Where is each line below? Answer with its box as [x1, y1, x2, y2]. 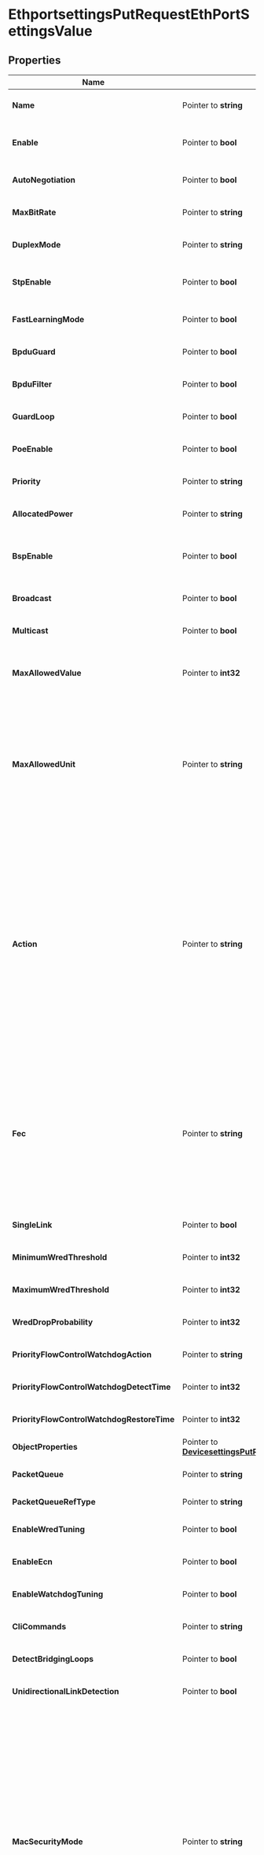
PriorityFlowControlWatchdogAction [12, 1349, 152, 1360]
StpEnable [12, 277, 52, 288]
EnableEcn [12, 1556, 53, 1567]
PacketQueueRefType [12, 1497, 96, 1507]
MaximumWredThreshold [12, 1285, 110, 1295]
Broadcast [12, 593, 52, 603]
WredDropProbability [12, 1317, 93, 1327]
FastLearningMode [12, 314, 85, 324]
